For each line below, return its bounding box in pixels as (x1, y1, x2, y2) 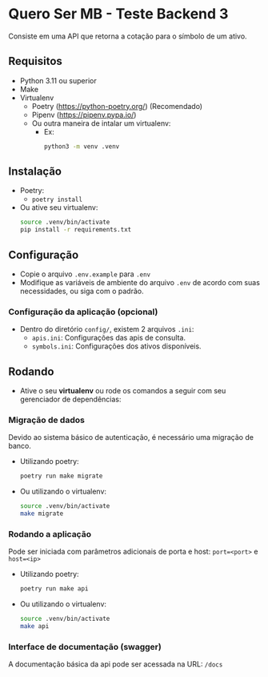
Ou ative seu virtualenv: (19, 203, 98, 212)
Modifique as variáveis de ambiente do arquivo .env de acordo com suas (19, 278, 260, 287)
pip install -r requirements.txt (19, 226, 132, 234)
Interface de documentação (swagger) (8, 641, 162, 652)
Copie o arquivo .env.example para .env (19, 269, 151, 279)
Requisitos (8, 54, 62, 68)
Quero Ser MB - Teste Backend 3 (8, 5, 229, 23)
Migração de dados (8, 414, 86, 425)
